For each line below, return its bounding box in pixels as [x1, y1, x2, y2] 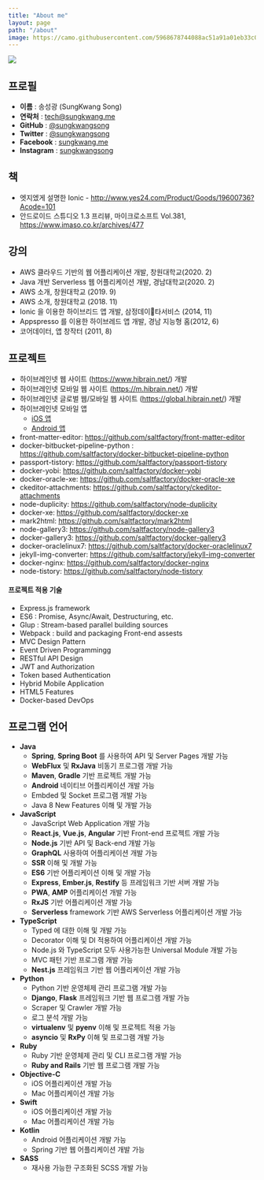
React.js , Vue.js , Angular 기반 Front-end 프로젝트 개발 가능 [31, 828, 220, 838]
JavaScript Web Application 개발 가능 [31, 818, 151, 828]
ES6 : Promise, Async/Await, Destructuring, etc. [19, 612, 174, 621]
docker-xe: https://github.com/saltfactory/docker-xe [19, 508, 189, 517]
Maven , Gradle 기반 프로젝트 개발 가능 [31, 770, 152, 780]
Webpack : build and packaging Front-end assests [19, 628, 183, 638]
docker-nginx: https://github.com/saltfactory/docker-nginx [19, 557, 210, 568]
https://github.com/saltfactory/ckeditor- [93, 482, 222, 492]
